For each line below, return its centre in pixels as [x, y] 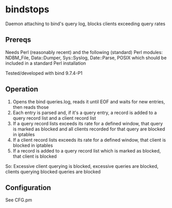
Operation [22, 89]
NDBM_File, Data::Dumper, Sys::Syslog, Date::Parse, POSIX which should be [86, 58]
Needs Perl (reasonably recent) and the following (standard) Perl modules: [84, 52]
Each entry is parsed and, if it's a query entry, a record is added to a [85, 112]
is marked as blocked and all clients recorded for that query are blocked [89, 129]
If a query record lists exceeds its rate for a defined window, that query [88, 123]
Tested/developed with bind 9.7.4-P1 [44, 73]
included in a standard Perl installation [46, 63]
